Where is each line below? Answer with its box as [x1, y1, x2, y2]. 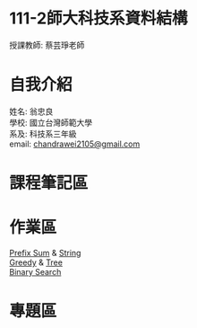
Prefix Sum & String [9, 248, 81, 258]
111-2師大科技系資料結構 [9, 8, 188, 29]
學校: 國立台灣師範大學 [9, 117, 92, 128]
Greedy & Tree [9, 257, 63, 268]
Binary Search [9, 267, 62, 277]
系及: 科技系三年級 [9, 128, 77, 139]
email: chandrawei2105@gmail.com [9, 138, 141, 149]
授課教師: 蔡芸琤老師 [9, 40, 85, 50]
